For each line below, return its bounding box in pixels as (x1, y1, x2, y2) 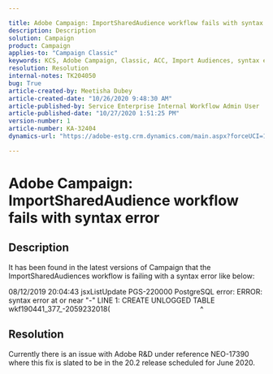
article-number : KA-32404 (8, 125, 96, 133)
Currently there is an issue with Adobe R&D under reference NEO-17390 (8, 349, 249, 359)
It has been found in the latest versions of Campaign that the (8, 262, 211, 272)
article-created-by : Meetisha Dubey (8, 87, 132, 95)
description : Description (8, 26, 96, 35)
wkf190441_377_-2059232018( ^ (8, 303, 204, 313)
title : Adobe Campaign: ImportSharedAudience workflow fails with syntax (8, 19, 264, 27)
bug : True (8, 79, 42, 88)
